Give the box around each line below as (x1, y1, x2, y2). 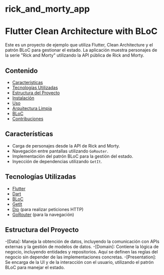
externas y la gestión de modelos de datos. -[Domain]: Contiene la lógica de (5, 244, 159, 250)
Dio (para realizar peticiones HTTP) (12, 206, 84, 212)
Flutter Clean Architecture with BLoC (5, 26, 158, 37)
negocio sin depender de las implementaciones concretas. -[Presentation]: (5, 254, 157, 260)
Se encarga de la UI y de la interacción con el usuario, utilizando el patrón (5, 259, 154, 265)
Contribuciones (12, 116, 44, 122)
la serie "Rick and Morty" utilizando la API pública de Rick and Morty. (5, 52, 144, 58)
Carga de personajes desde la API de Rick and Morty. (12, 143, 120, 148)
